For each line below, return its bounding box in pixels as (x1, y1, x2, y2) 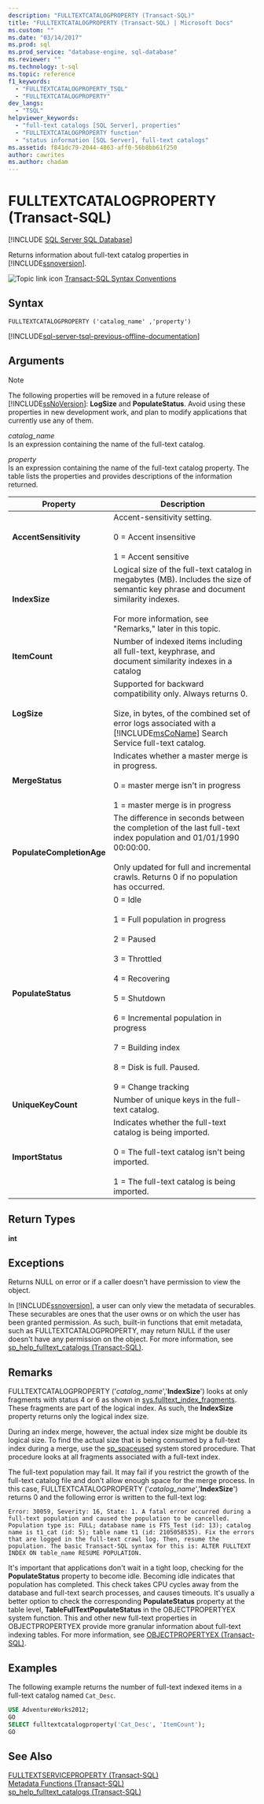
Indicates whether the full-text (113, 1116, 226, 1127)
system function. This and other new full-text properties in (8, 1613, 197, 1623)
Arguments (8, 354, 65, 367)
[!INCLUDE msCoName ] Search (113, 727, 229, 738)
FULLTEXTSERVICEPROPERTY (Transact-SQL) (8, 1771, 159, 1780)
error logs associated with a (113, 717, 216, 729)
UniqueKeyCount (12, 1099, 78, 1110)
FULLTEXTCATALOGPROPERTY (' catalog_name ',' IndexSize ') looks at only (8, 1387, 248, 1396)
